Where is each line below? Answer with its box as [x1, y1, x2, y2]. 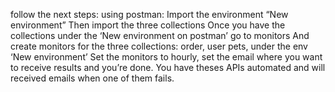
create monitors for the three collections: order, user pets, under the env [10, 40, 308, 52]
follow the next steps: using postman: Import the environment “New [10, 9, 289, 20]
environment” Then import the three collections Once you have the [10, 19, 286, 31]
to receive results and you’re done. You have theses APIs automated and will [10, 62, 326, 73]
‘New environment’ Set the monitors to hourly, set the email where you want [10, 51, 323, 63]
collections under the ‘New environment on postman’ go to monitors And [10, 30, 310, 41]
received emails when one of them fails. [10, 72, 175, 84]
